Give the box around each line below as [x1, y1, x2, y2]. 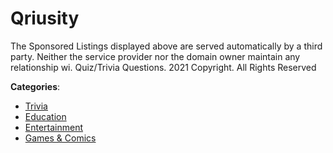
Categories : [10, 80, 61, 92]
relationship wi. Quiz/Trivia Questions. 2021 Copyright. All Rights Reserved [10, 61, 317, 73]
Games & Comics [24, 132, 97, 144]
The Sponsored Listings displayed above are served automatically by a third [10, 40, 323, 52]
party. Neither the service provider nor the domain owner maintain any [10, 50, 301, 62]
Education [24, 110, 67, 122]
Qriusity [10, 7, 80, 30]
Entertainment [24, 121, 84, 133]
